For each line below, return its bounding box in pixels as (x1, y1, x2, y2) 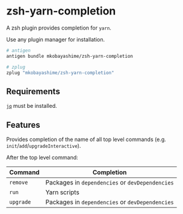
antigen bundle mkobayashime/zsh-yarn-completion (6, 53, 134, 59)
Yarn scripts (45, 188, 79, 197)
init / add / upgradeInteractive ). (6, 142, 81, 149)
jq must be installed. (6, 102, 57, 110)
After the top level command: (6, 154, 78, 161)
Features (6, 119, 40, 130)
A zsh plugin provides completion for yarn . (6, 24, 111, 31)
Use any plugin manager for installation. (6, 36, 105, 43)
